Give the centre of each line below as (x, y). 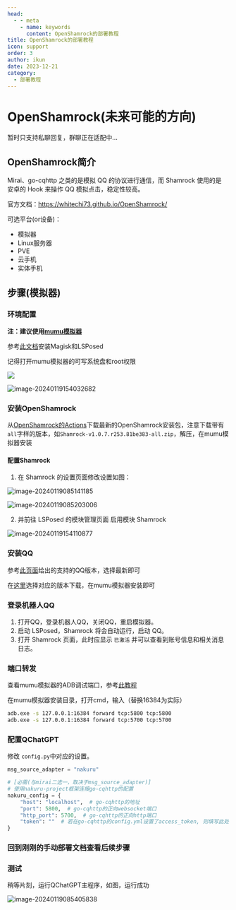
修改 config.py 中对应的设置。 (50, 756)
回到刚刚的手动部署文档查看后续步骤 (69, 848)
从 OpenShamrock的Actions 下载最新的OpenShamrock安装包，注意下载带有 (116, 425)
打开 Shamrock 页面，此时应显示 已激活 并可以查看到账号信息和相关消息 (120, 639)
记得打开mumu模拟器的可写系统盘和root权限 (72, 361)
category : (22, 73)
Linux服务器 (35, 243)
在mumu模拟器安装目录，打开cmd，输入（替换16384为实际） (97, 700)
